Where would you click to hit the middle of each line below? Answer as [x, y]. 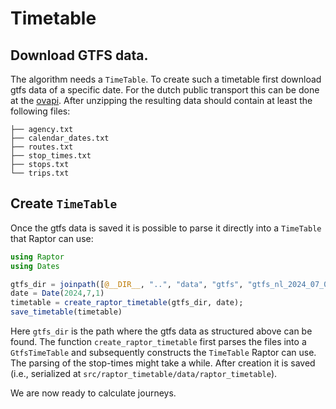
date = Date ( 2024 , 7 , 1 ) [57, 293]
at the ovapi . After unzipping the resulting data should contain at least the [161, 100]
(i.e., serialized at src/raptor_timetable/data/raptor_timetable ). [144, 374]
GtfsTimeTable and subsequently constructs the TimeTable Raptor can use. [163, 353]
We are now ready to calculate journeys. [93, 393]
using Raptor [37, 257]
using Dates [35, 266]
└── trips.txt [40, 173]
